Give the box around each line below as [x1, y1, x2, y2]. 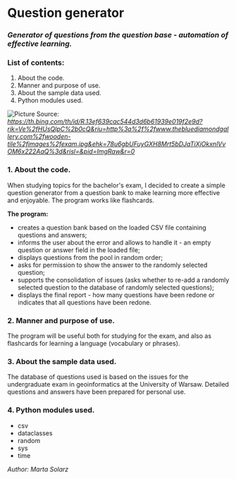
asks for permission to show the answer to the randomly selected [17, 261, 208, 269]
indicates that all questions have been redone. [17, 298, 151, 306]
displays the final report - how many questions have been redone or [17, 290, 215, 299]
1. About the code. [7, 165, 71, 175]
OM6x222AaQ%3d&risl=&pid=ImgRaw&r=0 [7, 147, 135, 156]
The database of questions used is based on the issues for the [7, 373, 189, 381]
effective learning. [7, 39, 73, 49]
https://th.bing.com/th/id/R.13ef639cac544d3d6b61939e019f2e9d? [7, 118, 203, 126]
